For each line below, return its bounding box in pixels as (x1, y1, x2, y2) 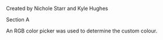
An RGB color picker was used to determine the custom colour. (6, 27, 158, 34)
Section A (6, 16, 30, 23)
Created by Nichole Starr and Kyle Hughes (6, 5, 108, 12)
